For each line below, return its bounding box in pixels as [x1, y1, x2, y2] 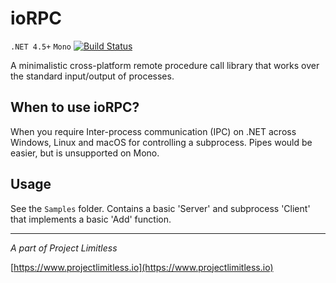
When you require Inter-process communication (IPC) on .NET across [10, 125, 297, 137]
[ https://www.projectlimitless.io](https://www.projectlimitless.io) [10, 261, 274, 273]
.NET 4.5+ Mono [10, 42, 72, 52]
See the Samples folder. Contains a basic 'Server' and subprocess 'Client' [10, 202, 311, 214]
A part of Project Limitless [10, 242, 118, 254]
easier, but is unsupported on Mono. [10, 147, 160, 159]
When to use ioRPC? [10, 99, 140, 116]
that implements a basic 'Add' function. [10, 213, 172, 225]
